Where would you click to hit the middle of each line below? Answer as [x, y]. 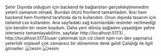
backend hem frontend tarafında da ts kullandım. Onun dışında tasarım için [81, 17]
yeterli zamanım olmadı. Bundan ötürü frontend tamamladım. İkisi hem [76, 12]
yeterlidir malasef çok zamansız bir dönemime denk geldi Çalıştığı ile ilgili [79, 43]
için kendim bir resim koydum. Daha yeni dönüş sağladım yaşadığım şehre [80, 28]
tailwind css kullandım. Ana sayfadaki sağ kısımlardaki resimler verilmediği [80, 22]
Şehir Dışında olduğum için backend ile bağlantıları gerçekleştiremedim [77, 7]
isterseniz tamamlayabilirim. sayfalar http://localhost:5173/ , [65, 33]
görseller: [15, 48]
